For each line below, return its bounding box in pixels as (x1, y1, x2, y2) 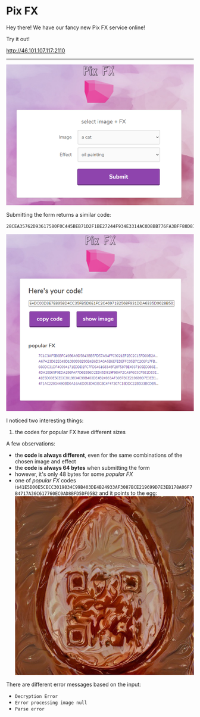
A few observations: (6, 439, 55, 447)
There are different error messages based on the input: (6, 681, 141, 688)
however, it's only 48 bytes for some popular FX (14, 470, 133, 478)
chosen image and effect (14, 457, 76, 465)
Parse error (14, 706, 45, 712)
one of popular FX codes (14, 476, 76, 484)
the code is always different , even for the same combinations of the (14, 451, 183, 459)
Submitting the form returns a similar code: (6, 211, 111, 218)
